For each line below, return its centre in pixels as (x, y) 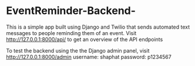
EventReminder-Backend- (71, 11)
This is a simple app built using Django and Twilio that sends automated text (98, 27)
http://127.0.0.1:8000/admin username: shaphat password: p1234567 (89, 57)
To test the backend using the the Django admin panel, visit (78, 50)
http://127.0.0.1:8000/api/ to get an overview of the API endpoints (85, 39)
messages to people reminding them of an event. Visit (71, 33)
